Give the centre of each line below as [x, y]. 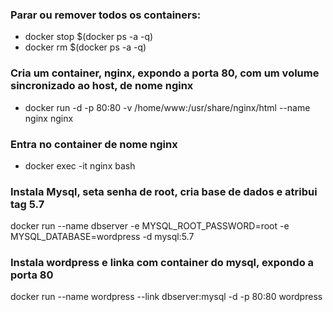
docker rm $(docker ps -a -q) [85, 47]
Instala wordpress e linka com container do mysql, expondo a [162, 263]
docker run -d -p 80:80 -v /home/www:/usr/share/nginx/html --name [167, 107]
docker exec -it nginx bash [80, 165]
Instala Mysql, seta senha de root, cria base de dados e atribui [164, 191]
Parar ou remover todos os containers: [106, 15]
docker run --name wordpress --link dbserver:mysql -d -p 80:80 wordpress [166, 297]
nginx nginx [49, 118]
